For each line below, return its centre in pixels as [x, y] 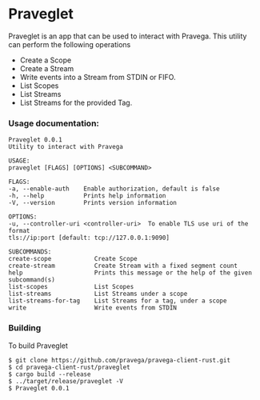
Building [25, 328]
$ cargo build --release [50, 374]
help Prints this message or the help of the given [130, 273]
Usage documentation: [54, 123]
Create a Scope [46, 60]
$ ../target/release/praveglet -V [66, 381]
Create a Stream [47, 68]
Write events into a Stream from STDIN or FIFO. [98, 77]
